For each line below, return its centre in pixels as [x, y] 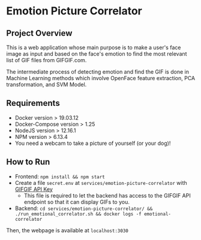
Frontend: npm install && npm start [60, 176]
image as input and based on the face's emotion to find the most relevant [97, 54]
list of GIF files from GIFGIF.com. [46, 60]
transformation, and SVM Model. [46, 84]
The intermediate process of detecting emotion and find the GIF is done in [97, 72]
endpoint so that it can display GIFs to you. [77, 202]
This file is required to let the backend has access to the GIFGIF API [107, 195]
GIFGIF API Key [34, 189]
